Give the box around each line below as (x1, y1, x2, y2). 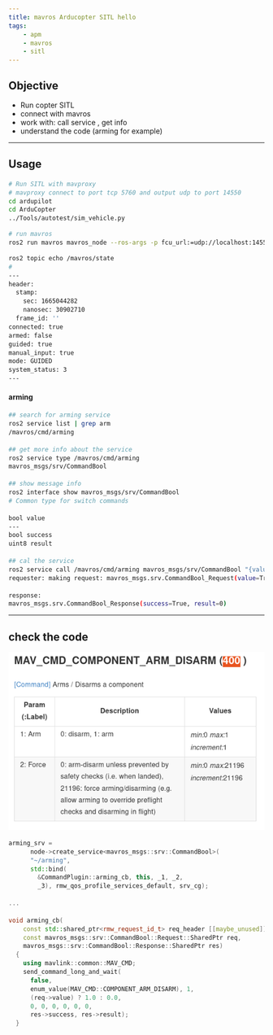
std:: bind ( (29, 865, 67, 873)
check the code (8, 630, 89, 644)
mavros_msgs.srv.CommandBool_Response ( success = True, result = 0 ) (8, 600, 227, 608)
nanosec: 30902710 (23, 306, 85, 314)
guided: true (8, 340, 53, 348)
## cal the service (8, 557, 75, 566)
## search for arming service (8, 411, 111, 419)
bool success (8, 531, 53, 539)
